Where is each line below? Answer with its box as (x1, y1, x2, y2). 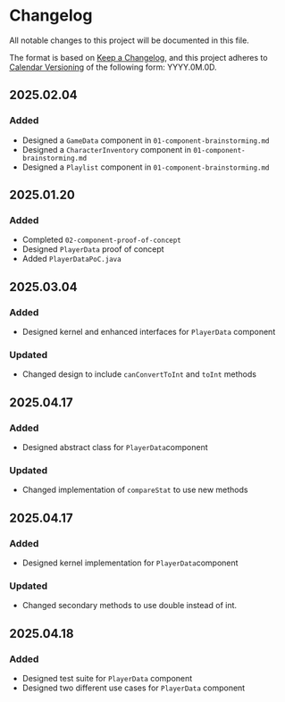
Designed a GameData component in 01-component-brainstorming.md (21, 135, 270, 146)
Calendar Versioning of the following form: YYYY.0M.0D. (9, 62, 217, 72)
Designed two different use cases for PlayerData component (21, 682, 246, 693)
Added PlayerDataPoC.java (21, 254, 122, 264)
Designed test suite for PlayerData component (21, 673, 193, 683)
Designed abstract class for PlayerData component (21, 441, 208, 452)
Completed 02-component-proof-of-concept (21, 234, 181, 246)
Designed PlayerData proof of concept (21, 244, 164, 255)
